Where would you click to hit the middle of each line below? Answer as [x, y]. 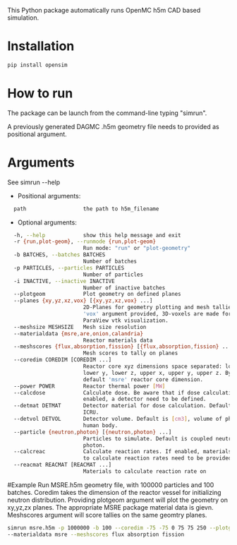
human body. [101, 425]
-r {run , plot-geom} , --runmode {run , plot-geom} [85, 242]
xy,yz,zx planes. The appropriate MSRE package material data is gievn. [110, 507]
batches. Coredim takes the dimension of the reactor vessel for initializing [114, 492]
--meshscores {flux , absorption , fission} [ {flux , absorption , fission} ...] [124, 347]
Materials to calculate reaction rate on [145, 472]
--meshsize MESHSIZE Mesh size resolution [80, 327]
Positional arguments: [49, 196]
